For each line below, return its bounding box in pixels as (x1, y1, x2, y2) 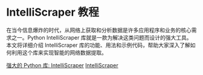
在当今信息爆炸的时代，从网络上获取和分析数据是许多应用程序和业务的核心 (6, 26, 192, 34)
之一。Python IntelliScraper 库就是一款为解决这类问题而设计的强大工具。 (11, 34, 192, 41)
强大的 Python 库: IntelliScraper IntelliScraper (6, 61, 119, 69)
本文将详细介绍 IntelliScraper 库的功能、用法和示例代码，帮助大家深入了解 (6, 41, 190, 49)
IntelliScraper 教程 (6, 5, 100, 19)
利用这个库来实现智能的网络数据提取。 (11, 49, 107, 56)
